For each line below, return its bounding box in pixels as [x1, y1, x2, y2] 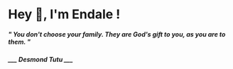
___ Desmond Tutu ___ [8, 56, 73, 64]
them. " [8, 37, 31, 46]
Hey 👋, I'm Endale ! [8, 6, 121, 23]
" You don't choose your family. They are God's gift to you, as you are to [8, 30, 226, 38]
